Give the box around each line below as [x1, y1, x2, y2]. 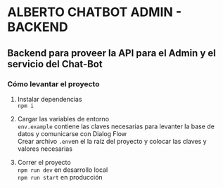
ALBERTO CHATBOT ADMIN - [7, 4, 182, 20]
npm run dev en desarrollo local [17, 166, 108, 174]
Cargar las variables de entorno [17, 114, 110, 123]
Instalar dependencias [17, 95, 82, 103]
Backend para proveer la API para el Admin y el [7, 47, 216, 59]
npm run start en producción [17, 173, 103, 181]
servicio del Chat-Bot [7, 58, 103, 70]
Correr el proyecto [17, 158, 72, 166]
